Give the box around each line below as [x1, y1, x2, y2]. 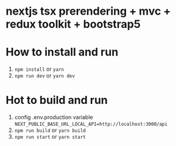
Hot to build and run [5, 93, 108, 108]
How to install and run [5, 45, 119, 59]
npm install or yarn [14, 65, 65, 73]
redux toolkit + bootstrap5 [5, 17, 141, 31]
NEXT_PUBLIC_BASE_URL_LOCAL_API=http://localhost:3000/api [14, 121, 168, 128]
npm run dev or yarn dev [14, 72, 76, 79]
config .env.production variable [14, 114, 93, 121]
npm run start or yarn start [14, 133, 86, 141]
